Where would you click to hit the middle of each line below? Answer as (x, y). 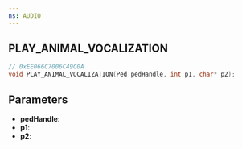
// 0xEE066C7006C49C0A (46, 67)
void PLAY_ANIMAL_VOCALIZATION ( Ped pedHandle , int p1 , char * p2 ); (122, 74)
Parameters (38, 99)
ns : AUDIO (25, 16)
